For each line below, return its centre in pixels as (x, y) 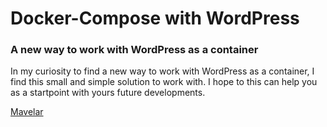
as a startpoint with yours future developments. (108, 93)
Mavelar (27, 112)
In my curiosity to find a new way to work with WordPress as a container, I (162, 71)
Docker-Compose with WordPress (155, 18)
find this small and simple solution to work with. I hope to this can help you (164, 82)
